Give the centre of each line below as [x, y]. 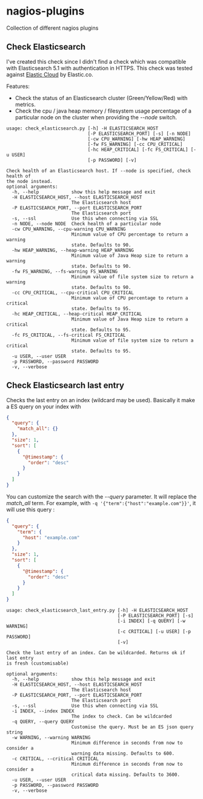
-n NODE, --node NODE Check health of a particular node [87, 224]
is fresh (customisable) [38, 664]
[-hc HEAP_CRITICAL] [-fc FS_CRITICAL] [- [142, 150]
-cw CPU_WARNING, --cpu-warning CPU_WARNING [69, 229]
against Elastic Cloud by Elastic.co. [50, 75]
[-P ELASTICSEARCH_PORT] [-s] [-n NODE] [139, 134]
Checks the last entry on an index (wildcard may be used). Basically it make [101, 400]
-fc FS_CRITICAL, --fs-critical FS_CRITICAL [69, 335]
